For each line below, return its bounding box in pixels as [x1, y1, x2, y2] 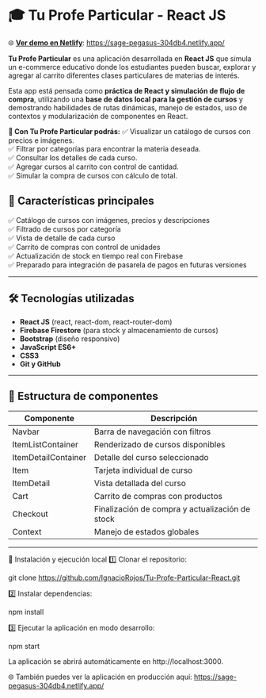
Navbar [12, 426, 40, 437]
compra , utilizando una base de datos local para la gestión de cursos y [8, 94, 243, 104]
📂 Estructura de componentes [8, 389, 158, 403]
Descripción [150, 413, 198, 424]
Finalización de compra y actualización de [93, 504, 251, 515]
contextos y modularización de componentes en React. [8, 111, 188, 121]
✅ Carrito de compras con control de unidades [8, 242, 161, 251]
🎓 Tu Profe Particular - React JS [8, 6, 226, 25]
